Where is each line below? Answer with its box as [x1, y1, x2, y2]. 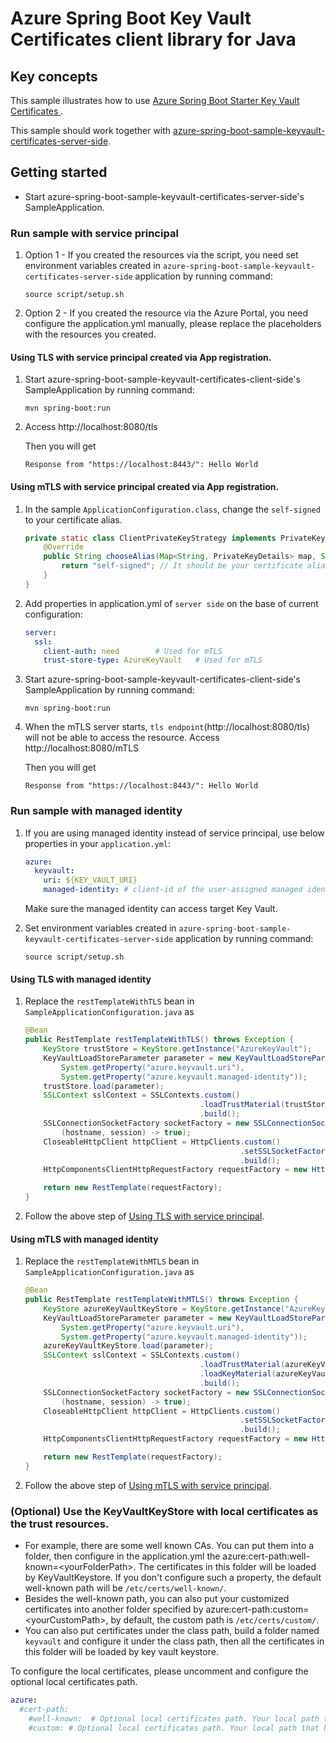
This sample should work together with [10, 125, 172, 136]
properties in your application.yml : [24, 837, 171, 849]
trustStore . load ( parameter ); [43, 1081, 165, 1091]
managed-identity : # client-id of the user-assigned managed [43, 885, 303, 895]
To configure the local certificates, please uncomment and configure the [10, 1665, 309, 1677]
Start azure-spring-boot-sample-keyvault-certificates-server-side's [24, 190, 305, 202]
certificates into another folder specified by [24, 1603, 204, 1616]
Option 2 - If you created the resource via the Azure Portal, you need [24, 307, 309, 319]
